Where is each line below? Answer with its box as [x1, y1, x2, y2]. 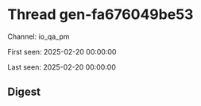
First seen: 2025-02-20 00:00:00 [7, 47, 117, 56]
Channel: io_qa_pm [7, 32, 70, 41]
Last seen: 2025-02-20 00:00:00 [7, 62, 116, 72]
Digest [7, 85, 41, 99]
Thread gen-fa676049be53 [7, 6, 194, 24]
